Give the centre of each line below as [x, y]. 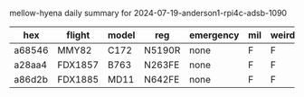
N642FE [162, 79]
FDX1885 [78, 79]
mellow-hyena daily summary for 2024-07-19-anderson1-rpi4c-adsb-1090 [148, 13]
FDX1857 [78, 65]
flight [78, 35]
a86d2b [31, 79]
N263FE [162, 65]
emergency [214, 35]
